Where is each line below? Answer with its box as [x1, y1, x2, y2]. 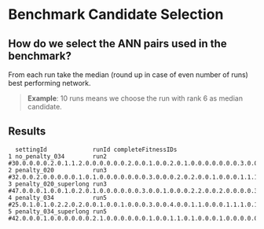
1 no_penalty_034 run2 [8, 152, 108, 161]
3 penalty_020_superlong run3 [8, 179, 108, 188]
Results [8, 124, 46, 139]
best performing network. [8, 79, 91, 87]
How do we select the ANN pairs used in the [8, 37, 227, 50]
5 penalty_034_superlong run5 [8, 207, 108, 216]
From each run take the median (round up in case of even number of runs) [8, 70, 249, 79]
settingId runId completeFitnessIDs [15, 146, 178, 153]
